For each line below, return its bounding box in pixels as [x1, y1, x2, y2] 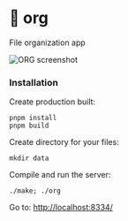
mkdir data [9, 154, 49, 163]
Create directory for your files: [9, 137, 119, 148]
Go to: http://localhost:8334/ [9, 202, 113, 213]
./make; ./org [9, 187, 62, 195]
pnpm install [9, 114, 57, 123]
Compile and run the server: [9, 170, 111, 180]
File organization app [9, 37, 86, 48]
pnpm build [9, 121, 49, 131]
